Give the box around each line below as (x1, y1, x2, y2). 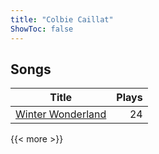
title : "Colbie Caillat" (10, 14, 114, 25)
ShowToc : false (10, 24, 74, 34)
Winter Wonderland (15, 107, 107, 121)
